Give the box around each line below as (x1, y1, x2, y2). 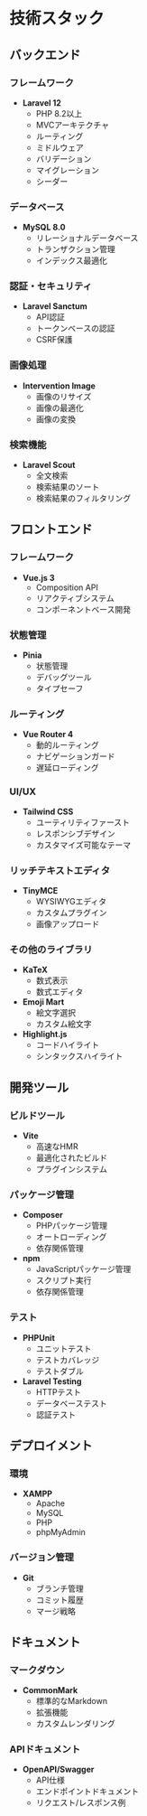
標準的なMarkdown (35, 1696, 108, 1707)
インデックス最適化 (35, 255, 108, 267)
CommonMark (22, 1685, 78, 1696)
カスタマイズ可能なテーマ (35, 839, 132, 850)
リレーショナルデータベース (35, 232, 139, 244)
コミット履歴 (35, 1594, 84, 1605)
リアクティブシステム (35, 593, 115, 604)
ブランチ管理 (35, 1583, 84, 1594)
